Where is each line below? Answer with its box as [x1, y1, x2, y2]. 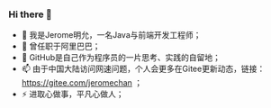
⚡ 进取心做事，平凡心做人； [21, 89, 124, 100]
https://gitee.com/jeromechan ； [21, 77, 143, 88]
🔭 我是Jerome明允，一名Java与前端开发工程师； [21, 30, 202, 40]
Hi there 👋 [8, 8, 53, 21]
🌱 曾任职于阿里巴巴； [21, 40, 101, 52]
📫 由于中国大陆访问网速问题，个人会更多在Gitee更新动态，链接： [21, 63, 266, 75]
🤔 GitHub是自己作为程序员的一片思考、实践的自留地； [21, 52, 221, 63]
